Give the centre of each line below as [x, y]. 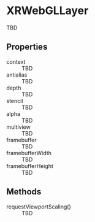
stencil [15, 101]
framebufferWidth [29, 153]
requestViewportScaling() [39, 207]
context [16, 61]
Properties [27, 47]
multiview [18, 127]
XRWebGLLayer [47, 11]
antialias [17, 75]
